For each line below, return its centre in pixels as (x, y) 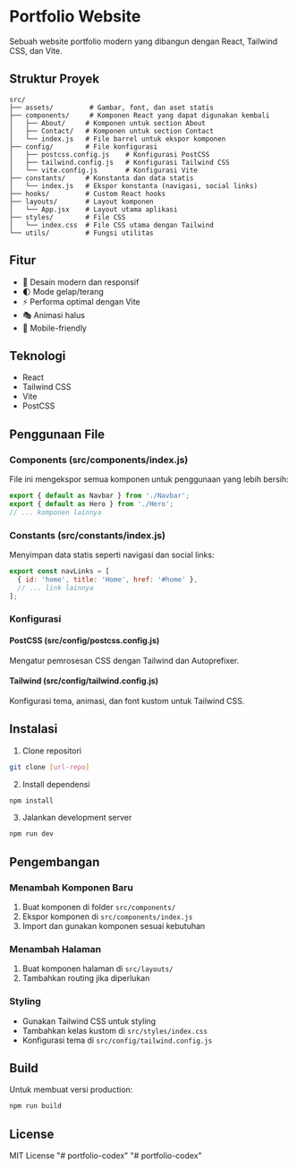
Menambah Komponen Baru (72, 887)
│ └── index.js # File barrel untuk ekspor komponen (118, 139)
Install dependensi (56, 784)
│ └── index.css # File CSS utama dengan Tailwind (112, 225)
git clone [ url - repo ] (50, 767)
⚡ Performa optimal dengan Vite (81, 301)
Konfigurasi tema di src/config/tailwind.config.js (117, 1040)
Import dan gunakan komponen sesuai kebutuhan (114, 925)
